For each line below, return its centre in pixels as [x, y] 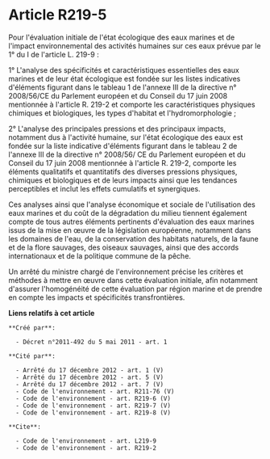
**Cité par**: [32, 356]
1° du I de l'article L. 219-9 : [54, 54]
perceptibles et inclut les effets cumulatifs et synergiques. [104, 188]
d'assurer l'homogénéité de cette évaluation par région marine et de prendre [135, 288]
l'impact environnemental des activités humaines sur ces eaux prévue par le [135, 45]
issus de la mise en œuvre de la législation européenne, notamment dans [130, 230]
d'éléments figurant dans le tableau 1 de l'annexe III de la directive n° [123, 87]
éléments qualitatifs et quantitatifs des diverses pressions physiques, [123, 171]
